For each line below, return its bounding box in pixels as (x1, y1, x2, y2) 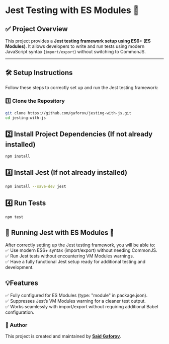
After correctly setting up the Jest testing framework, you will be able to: (5, 242, 156, 248)
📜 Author (5, 322, 28, 329)
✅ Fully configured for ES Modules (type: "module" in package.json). (5, 292, 148, 298)
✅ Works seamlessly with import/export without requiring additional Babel (5, 303, 158, 309)
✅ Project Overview (5, 25, 68, 33)
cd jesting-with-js (5, 115, 46, 120)
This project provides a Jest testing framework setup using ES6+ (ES (5, 38, 151, 44)
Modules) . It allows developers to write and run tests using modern (5, 43, 145, 49)
